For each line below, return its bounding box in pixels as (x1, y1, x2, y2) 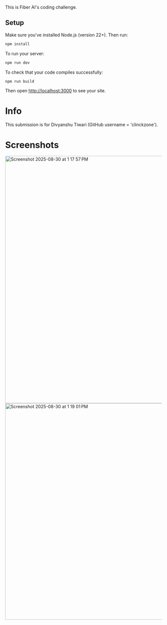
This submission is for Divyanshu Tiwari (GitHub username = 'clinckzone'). (5, 122, 158, 128)
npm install (5, 41, 30, 46)
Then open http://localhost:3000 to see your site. (5, 88, 106, 94)
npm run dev (5, 60, 30, 65)
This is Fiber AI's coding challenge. (5, 4, 77, 10)
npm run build (5, 79, 35, 84)
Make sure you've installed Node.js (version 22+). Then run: (5, 32, 128, 38)
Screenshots (5, 139, 59, 151)
